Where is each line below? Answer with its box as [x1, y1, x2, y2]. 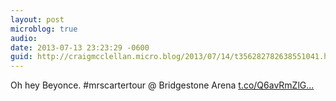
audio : [10, 33, 38, 43]
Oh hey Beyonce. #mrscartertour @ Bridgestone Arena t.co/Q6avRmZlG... [10, 79, 315, 91]
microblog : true [10, 24, 78, 34]
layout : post [10, 14, 65, 25]
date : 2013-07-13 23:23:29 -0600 [10, 42, 150, 53]
